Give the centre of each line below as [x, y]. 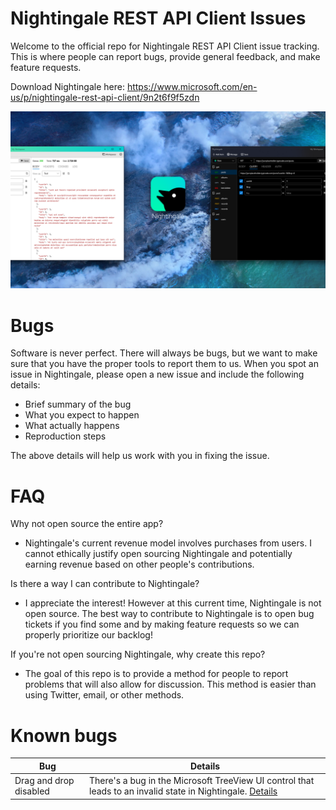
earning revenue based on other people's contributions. [139, 564]
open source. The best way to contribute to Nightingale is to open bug [169, 614]
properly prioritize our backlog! [88, 635]
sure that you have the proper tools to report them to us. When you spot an [164, 364]
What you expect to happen [82, 415]
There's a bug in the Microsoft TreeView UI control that [202, 780]
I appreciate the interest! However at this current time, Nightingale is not [173, 603]
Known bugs [64, 735]
